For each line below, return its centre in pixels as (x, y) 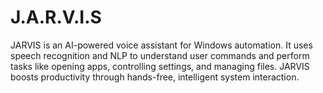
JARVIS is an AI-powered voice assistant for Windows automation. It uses (161, 45)
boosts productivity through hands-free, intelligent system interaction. (155, 77)
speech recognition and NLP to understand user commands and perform (160, 55)
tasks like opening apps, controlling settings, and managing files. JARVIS (160, 66)
